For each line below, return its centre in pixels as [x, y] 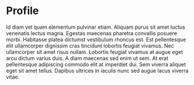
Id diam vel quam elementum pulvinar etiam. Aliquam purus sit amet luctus [96, 27]
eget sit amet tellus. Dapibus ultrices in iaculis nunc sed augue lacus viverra [97, 70]
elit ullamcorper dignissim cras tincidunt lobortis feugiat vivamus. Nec [90, 46]
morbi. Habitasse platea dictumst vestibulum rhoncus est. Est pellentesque [96, 39]
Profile [22, 11]
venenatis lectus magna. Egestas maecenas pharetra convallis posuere [91, 33]
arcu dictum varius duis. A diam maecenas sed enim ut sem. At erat [87, 58]
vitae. [13, 77]
